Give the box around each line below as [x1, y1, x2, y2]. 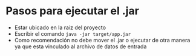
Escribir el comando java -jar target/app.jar [14, 30, 131, 37]
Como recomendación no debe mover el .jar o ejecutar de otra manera [14, 36, 191, 43]
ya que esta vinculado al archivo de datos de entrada [14, 43, 147, 50]
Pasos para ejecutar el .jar [5, 4, 140, 18]
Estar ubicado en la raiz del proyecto [14, 24, 106, 31]
